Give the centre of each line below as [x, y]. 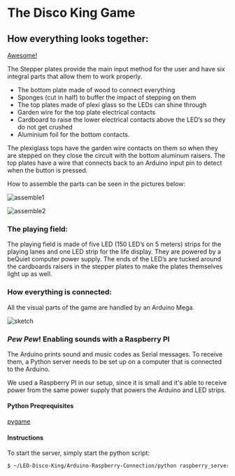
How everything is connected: [59, 292]
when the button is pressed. [48, 170]
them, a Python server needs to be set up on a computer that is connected [115, 361]
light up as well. [30, 274]
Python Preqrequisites [41, 406]
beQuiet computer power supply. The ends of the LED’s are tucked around [114, 259]
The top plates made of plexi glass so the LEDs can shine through [112, 105]
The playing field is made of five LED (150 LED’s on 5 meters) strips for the [114, 244]
